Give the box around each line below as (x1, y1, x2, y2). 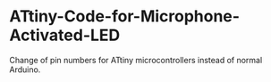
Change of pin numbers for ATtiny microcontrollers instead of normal (9, 54, 263, 65)
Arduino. (9, 64, 41, 75)
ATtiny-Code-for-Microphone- (9, 6, 240, 27)
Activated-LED (9, 25, 121, 45)
